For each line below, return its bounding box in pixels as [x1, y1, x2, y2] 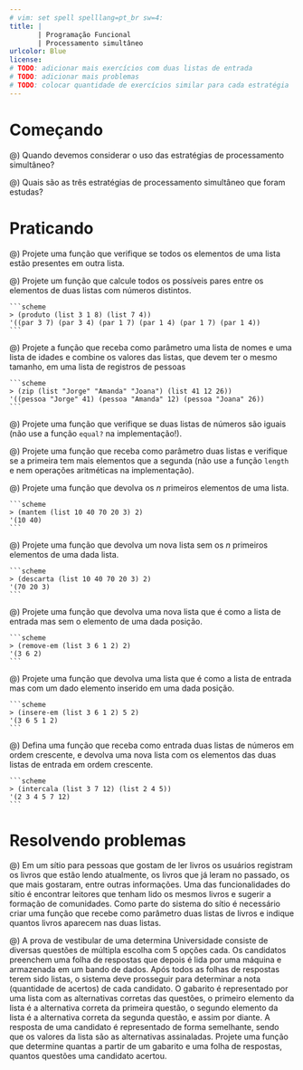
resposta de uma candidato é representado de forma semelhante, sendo [9, 1022, 279, 1033]
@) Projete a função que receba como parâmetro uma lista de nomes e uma [9, 341, 292, 353]
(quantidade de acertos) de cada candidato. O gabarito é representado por [9, 983, 289, 994]
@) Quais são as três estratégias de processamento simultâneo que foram [9, 177, 286, 187]
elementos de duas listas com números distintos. [9, 284, 192, 295]
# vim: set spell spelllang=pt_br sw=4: [9, 13, 165, 23]
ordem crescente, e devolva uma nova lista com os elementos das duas [9, 749, 277, 760]
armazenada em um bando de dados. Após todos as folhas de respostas [9, 964, 280, 975]
